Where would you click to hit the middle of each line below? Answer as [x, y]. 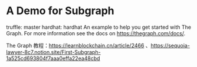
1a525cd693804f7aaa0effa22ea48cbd [53, 58]
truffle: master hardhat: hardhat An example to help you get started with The [99, 27]
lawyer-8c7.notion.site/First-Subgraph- [54, 52]
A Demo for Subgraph [60, 11]
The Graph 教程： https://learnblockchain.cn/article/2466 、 [79, 45]
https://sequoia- [170, 45]
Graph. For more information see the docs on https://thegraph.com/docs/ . [96, 33]
